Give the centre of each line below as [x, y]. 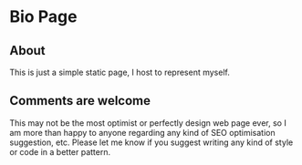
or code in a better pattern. [60, 151]
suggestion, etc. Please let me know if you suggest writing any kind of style [151, 142]
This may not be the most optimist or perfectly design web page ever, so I [148, 123]
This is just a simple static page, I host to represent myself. [120, 72]
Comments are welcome [80, 101]
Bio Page [43, 17]
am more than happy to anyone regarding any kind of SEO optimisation [142, 132]
